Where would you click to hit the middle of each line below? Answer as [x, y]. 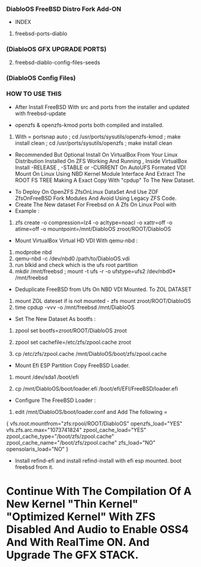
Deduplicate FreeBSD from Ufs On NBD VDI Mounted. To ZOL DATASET [103, 289]
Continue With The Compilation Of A [99, 491]
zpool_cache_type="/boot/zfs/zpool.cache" [60, 436]
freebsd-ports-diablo [41, 34]
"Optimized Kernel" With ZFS [81, 517]
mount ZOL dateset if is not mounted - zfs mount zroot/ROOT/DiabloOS [103, 301]
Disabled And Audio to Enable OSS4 [97, 529]
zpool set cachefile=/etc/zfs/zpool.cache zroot [73, 342]
